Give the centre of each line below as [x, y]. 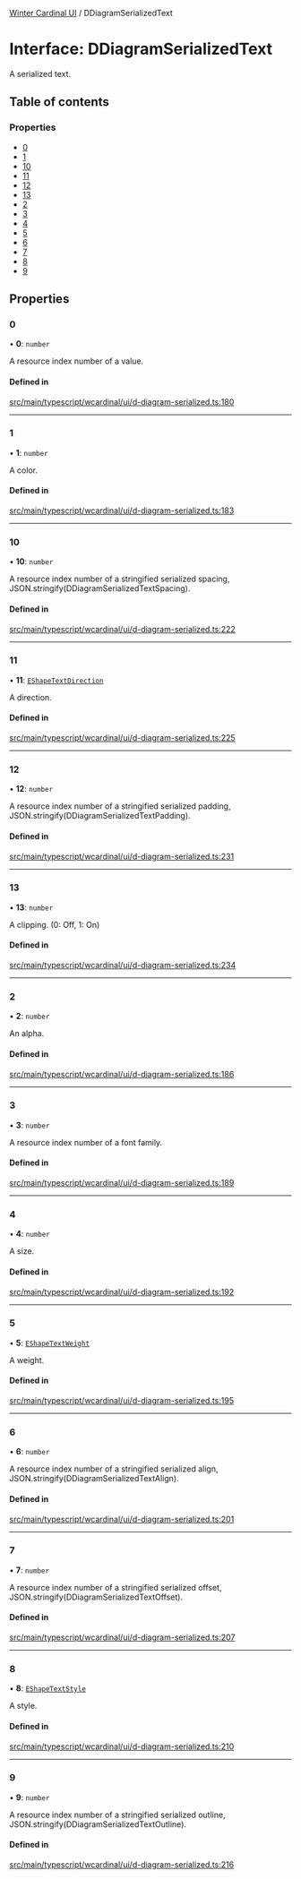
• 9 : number [30, 1797]
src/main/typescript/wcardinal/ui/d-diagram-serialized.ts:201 [122, 1519]
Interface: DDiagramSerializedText [141, 49]
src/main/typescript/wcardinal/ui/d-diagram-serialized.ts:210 [122, 1746]
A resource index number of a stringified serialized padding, [120, 806]
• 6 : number [30, 1452]
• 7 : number [29, 1570]
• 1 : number [29, 452]
